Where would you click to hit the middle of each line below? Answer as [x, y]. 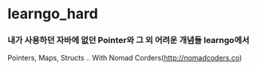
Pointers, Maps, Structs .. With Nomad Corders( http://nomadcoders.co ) [125, 58]
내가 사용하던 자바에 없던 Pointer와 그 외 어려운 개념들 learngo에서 [128, 41]
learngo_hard [53, 14]
